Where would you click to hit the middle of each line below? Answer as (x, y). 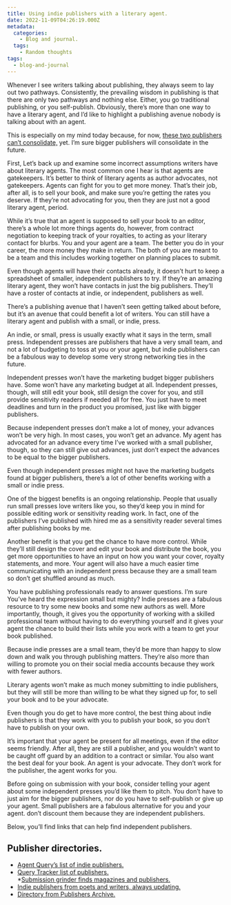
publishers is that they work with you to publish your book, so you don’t (109, 720)
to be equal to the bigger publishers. (59, 457)
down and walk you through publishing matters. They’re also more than (108, 656)
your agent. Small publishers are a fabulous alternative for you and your (109, 806)
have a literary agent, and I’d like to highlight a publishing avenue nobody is (114, 114)
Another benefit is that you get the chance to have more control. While (107, 541)
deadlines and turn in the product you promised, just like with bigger (104, 406)
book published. (30, 636)
